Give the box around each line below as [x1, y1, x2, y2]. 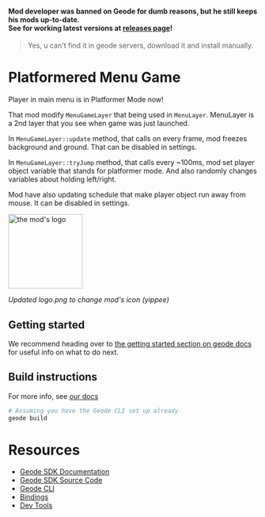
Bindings [19, 492, 49, 502]
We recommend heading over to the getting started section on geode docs [8, 339, 252, 348]
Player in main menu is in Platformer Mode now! [8, 95, 164, 105]
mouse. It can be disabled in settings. [8, 198, 131, 208]
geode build [8, 414, 47, 422]
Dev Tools [19, 500, 53, 511]
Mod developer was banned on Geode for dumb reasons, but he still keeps [8, 6, 258, 16]
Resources [8, 441, 81, 459]
